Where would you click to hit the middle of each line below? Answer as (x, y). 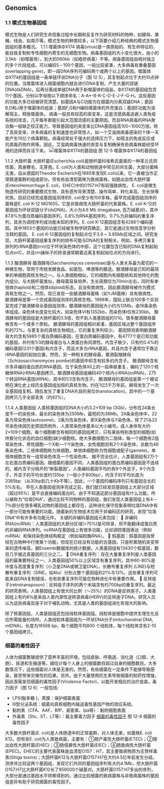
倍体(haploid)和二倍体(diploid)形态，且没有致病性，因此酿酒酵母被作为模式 (80, 287)
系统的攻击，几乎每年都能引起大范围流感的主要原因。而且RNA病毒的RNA (78, 120)
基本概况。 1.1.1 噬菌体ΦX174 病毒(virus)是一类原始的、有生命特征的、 (88, 46)
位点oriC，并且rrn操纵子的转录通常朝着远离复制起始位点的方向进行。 (74, 252)
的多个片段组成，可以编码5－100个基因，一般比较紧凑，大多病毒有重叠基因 (81, 65)
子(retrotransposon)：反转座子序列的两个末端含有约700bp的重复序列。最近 (81, 585)
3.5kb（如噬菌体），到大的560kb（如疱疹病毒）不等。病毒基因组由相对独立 (80, 59)
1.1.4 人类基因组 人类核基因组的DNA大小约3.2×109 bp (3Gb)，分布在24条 (78, 407)
